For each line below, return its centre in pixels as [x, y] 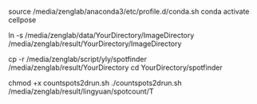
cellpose [22, 20]
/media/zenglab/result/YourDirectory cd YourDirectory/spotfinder [115, 67]
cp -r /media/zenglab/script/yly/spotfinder [78, 59]
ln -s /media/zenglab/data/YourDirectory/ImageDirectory [101, 35]
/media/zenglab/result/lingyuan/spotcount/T [81, 91]
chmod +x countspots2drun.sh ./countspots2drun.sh [95, 83]
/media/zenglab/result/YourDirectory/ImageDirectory [95, 44]
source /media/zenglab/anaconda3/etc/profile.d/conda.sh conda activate [129, 12]
